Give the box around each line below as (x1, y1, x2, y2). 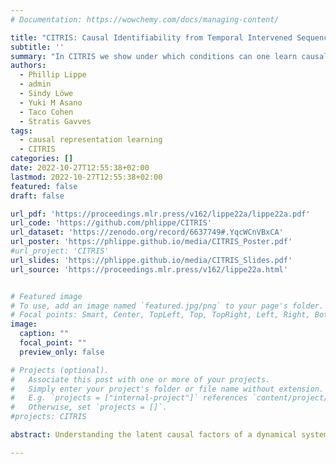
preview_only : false (19, 347, 105, 357)
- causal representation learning (19, 135, 163, 145)
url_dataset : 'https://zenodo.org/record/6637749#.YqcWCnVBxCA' (10, 227, 284, 238)
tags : (10, 126, 33, 136)
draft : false (10, 191, 65, 201)
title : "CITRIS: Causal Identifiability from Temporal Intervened (10, 32, 293, 43)
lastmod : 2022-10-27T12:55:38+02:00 (10, 172, 163, 182)
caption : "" (19, 329, 70, 339)
